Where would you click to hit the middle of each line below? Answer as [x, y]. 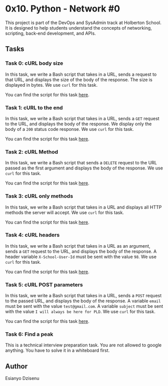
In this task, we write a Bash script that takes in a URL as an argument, [78, 246]
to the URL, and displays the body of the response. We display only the [78, 124]
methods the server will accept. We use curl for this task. [65, 212]
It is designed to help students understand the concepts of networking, [78, 28]
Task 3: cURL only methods [39, 196]
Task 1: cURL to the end [34, 107]
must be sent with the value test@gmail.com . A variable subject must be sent [84, 306]
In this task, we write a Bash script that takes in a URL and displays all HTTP [83, 207]
